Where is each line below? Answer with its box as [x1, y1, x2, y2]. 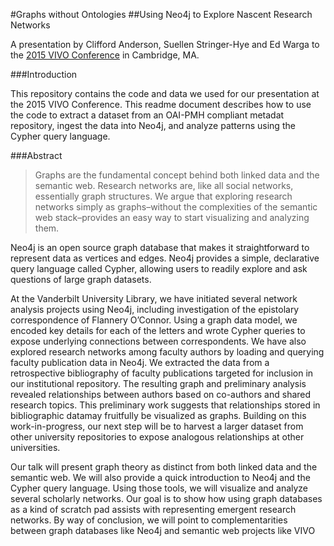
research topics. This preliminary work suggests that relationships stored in [10, 399, 321, 411]
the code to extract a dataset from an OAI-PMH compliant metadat [10, 109, 285, 121]
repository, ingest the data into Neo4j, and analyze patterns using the [10, 120, 296, 131]
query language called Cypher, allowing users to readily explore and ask [10, 263, 308, 274]
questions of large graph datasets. [10, 274, 152, 285]
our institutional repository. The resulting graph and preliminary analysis [10, 378, 307, 389]
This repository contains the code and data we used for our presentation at [10, 88, 320, 99]
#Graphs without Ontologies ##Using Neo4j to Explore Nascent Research [10, 9, 313, 20]
